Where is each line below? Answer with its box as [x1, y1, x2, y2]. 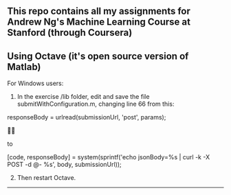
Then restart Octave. [16, 174, 76, 182]
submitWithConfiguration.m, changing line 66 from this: [16, 100, 175, 108]
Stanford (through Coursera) [7, 27, 133, 38]
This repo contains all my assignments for [7, 5, 191, 17]
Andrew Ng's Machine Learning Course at [7, 16, 191, 28]
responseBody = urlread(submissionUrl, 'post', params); [7, 113, 166, 122]
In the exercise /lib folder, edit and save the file [16, 93, 150, 101]
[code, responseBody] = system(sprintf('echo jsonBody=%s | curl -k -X [7, 153, 210, 161]
